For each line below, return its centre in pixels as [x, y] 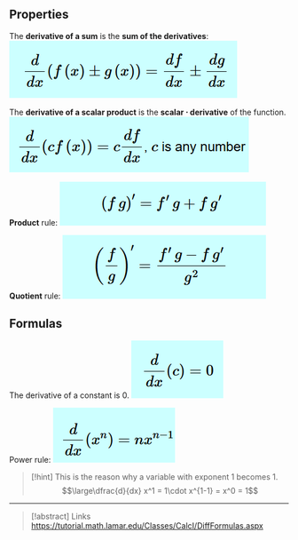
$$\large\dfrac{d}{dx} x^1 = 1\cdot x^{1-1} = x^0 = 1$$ [160, 490]
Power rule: [30, 459]
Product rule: [33, 222]
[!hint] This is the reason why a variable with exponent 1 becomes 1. [154, 476]
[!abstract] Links [61, 516]
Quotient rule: [35, 296]
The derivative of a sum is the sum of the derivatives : [109, 36]
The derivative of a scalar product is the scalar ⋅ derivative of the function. [148, 112]
